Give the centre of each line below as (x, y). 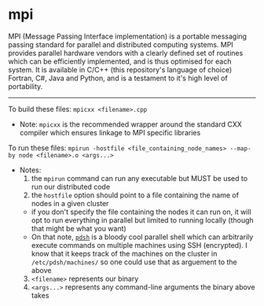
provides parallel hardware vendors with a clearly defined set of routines (126, 53)
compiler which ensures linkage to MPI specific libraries (110, 132)
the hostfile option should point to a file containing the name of (135, 195)
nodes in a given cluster (70, 203)
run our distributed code (71, 186)
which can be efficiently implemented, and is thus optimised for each (120, 61)
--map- (240, 148)
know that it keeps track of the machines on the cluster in (124, 253)
